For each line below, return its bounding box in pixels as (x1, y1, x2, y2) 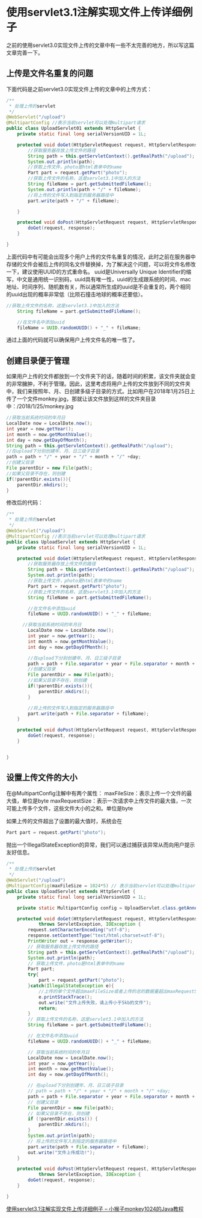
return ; (38, 1005, 58, 1011)
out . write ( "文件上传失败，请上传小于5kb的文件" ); (38, 999, 152, 1006)
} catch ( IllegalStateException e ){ (28, 983, 114, 989)
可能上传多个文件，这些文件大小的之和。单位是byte (6, 804, 133, 812)
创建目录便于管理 (6, 355, 70, 366)
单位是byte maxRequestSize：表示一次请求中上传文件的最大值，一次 (22, 797, 192, 804)
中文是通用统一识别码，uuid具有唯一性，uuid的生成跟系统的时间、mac (16, 275, 191, 283)
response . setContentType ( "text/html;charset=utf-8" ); (28, 932, 165, 938)
